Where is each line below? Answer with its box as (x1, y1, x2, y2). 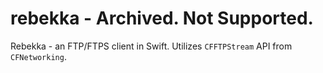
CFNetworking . (10, 50, 67, 62)
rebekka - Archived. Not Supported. (10, 7, 314, 30)
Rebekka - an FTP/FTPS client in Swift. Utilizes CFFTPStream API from (10, 40, 293, 52)
